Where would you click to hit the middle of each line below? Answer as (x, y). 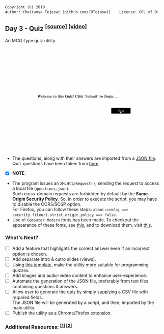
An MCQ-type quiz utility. (31, 40)
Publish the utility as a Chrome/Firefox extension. (62, 313)
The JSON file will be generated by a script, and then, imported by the (83, 303)
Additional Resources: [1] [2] (39, 327)
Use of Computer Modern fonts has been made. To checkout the (75, 220)
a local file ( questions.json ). (41, 188)
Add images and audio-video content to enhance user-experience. (80, 275)
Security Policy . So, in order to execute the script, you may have (92, 199)
